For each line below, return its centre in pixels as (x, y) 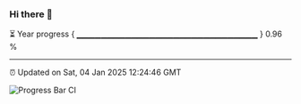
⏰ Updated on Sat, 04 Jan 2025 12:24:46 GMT (95, 72)
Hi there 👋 (31, 14)
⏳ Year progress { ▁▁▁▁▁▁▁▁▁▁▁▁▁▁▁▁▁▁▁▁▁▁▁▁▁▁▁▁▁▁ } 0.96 (146, 34)
